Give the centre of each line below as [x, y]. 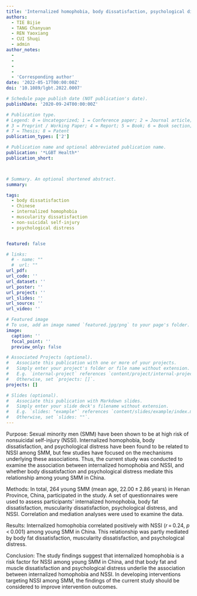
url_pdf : [17, 271]
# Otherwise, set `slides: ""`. [48, 417]
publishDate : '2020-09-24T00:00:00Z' [52, 104]
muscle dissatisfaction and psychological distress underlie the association [96, 568]
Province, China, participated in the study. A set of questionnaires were [92, 495]
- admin [21, 45]
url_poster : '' [25, 287]
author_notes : [23, 50]
